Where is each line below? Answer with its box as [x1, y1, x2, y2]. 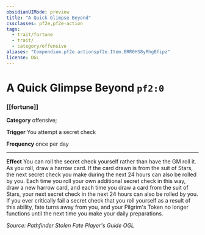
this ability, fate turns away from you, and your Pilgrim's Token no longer [6, 203, 189, 211]
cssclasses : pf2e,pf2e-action [6, 20, 84, 26]
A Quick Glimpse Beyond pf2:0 [6, 81, 165, 95]
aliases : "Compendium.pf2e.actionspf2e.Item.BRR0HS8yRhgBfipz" [6, 49, 171, 55]
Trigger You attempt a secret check [6, 129, 96, 136]
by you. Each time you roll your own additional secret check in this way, [6, 177, 186, 185]
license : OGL [6, 54, 40, 61]
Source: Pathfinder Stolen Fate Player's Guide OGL [6, 222, 134, 229]
